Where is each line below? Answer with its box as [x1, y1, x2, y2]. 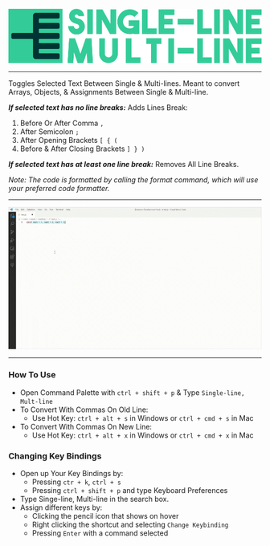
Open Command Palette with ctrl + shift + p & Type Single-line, [19, 387, 245, 397]
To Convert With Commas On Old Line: [19, 405, 149, 414]
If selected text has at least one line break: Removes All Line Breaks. [8, 159, 239, 169]
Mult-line [19, 397, 54, 405]
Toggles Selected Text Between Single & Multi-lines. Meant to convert [8, 78, 240, 88]
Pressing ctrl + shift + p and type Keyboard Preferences [31, 485, 228, 495]
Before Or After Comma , [19, 118, 104, 128]
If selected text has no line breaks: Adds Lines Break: [8, 102, 188, 112]
